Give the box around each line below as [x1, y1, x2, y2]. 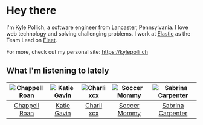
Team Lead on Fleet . [6, 36, 57, 43]
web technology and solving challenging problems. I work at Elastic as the [6, 30, 191, 37]
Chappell [14, 101, 40, 109]
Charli [85, 101, 103, 109]
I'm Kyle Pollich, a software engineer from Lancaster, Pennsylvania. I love [6, 24, 188, 31]
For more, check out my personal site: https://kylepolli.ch [6, 48, 149, 55]
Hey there [6, 4, 57, 18]
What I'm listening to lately [6, 66, 109, 76]
